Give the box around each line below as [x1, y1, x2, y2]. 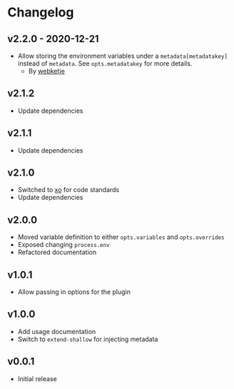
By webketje [28, 67, 66, 75]
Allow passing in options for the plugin [17, 288, 131, 296]
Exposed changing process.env [17, 241, 110, 249]
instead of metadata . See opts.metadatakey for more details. [17, 59, 193, 68]
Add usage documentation [17, 327, 96, 335]
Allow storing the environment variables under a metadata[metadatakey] [17, 51, 228, 60]
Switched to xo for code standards [17, 186, 120, 194]
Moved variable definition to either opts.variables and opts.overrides [17, 233, 225, 241]
